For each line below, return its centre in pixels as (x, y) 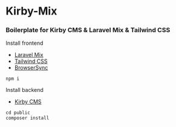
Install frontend (24, 43)
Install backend (24, 90)
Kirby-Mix (31, 11)
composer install (28, 118)
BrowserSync (31, 68)
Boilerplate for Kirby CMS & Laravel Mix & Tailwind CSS (88, 30)
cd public (18, 113)
